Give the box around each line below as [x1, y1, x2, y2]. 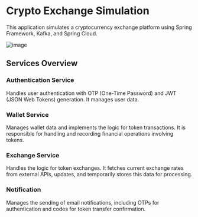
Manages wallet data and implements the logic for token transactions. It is [6, 124, 186, 131]
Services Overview [6, 58, 78, 68]
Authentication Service [6, 76, 74, 84]
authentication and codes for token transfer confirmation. [6, 205, 146, 212]
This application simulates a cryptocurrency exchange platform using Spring [6, 24, 192, 31]
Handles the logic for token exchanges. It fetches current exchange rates [6, 165, 184, 172]
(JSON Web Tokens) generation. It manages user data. [6, 96, 139, 103]
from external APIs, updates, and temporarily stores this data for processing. [6, 171, 193, 178]
